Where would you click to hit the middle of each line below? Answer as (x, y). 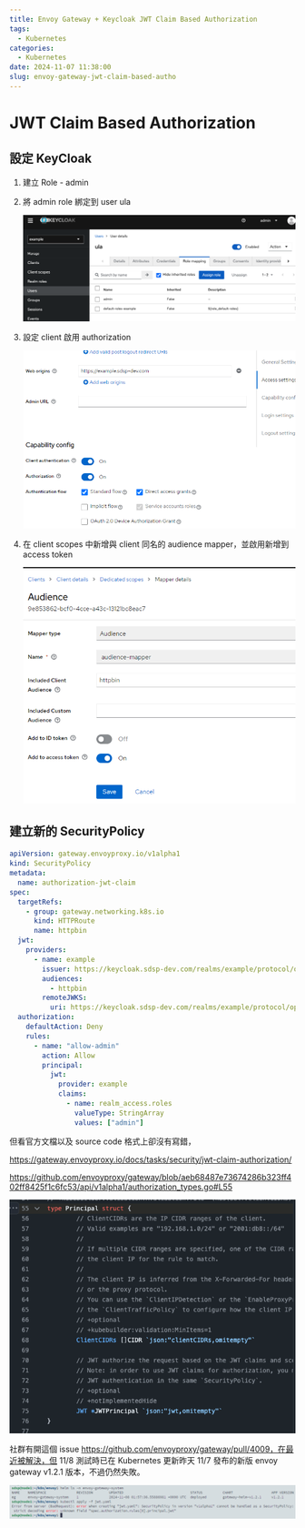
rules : (38, 1036)
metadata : (28, 874)
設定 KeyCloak (51, 159)
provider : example (93, 1084)
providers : (46, 950)
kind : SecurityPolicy (50, 864)
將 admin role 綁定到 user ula (77, 201)
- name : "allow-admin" (76, 1046)
